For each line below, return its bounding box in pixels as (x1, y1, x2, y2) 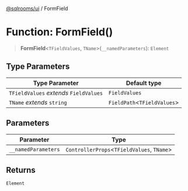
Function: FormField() (6, 26, 113, 39)
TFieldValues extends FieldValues (9, 89, 103, 97)
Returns (6, 165, 36, 175)
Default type (126, 79, 162, 87)
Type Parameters (6, 61, 70, 72)
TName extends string (9, 98, 67, 106)
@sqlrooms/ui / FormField (6, 5, 68, 12)
